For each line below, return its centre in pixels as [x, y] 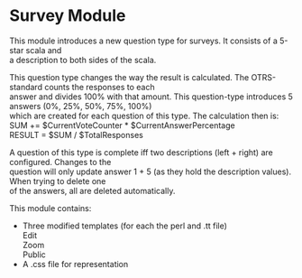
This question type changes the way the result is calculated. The [129, 77]
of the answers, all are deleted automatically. [92, 190]
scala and [44, 50]
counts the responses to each [100, 87]
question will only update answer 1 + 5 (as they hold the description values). [150, 171]
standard [26, 87]
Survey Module [68, 16]
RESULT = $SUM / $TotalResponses [77, 134]
